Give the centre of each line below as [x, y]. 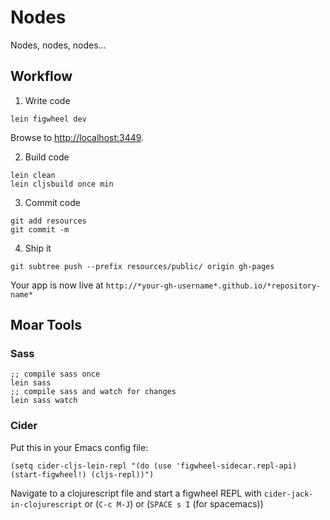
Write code [47, 100]
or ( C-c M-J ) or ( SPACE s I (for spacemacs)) [174, 503]
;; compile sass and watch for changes [93, 392]
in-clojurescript [46, 504]
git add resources [48, 221]
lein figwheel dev [48, 119]
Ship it [38, 248]
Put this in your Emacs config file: [79, 447]
